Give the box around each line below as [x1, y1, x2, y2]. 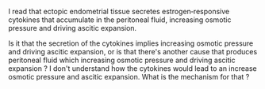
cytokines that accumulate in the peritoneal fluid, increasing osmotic [8, 15, 232, 24]
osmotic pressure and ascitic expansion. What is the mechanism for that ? [8, 72, 250, 81]
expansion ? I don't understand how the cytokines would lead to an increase [8, 64, 258, 73]
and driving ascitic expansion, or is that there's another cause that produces [8, 47, 258, 56]
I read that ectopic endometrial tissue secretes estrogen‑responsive [8, 7, 230, 16]
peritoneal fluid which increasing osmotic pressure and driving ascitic [8, 55, 236, 65]
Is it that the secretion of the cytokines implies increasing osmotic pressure [8, 39, 254, 48]
